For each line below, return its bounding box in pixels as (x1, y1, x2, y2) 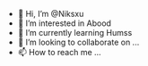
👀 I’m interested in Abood (17, 18, 112, 29)
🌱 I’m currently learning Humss (17, 28, 133, 37)
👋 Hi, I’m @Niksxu (17, 9, 84, 19)
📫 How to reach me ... (17, 47, 101, 57)
